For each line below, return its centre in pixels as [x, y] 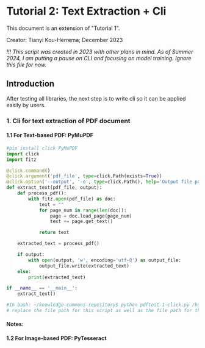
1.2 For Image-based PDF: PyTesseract [56, 338]
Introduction [31, 84]
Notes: [15, 324]
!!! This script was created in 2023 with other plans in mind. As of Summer [100, 51]
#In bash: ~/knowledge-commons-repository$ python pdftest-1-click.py [98, 305]
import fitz [21, 160]
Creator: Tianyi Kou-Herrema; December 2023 [65, 40]
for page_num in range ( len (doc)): [83, 210]
